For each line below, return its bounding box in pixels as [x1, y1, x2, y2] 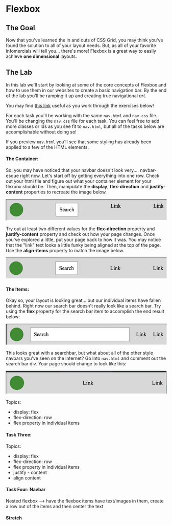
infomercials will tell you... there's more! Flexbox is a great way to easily [6, 48, 156, 54]
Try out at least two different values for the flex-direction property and [6, 226, 155, 232]
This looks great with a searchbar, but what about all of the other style [6, 349, 154, 356]
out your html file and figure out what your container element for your [6, 178, 152, 184]
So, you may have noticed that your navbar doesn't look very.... [6, 167, 139, 173]
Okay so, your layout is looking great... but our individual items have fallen [6, 297, 161, 303]
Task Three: [6, 431, 32, 437]
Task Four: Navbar [6, 487, 46, 493]
